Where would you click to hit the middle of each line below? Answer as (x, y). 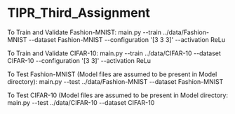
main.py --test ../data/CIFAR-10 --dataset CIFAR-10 (81, 102)
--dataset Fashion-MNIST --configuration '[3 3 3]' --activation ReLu (127, 39)
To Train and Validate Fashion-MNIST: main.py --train (84, 32)
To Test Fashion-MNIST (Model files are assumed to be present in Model (112, 74)
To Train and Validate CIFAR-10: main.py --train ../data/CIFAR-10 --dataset (114, 53)
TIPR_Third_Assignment (79, 13)
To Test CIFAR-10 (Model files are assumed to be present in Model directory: (118, 95)
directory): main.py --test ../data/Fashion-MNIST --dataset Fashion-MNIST (115, 81)
